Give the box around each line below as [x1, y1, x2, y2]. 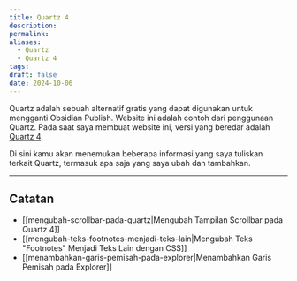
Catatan [9, 192, 55, 207]
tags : [9, 63, 29, 72]
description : [9, 21, 57, 30]
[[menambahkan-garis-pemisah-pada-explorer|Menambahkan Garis [21, 253, 272, 263]
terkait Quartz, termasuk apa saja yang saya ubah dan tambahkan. [9, 157, 251, 168]
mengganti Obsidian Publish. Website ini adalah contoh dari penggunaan [9, 112, 274, 123]
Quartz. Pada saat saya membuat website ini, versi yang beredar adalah [9, 121, 270, 133]
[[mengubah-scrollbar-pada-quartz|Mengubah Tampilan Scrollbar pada [21, 215, 284, 225]
